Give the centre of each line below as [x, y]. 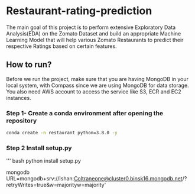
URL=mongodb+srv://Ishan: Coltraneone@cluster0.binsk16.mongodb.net [94, 179]
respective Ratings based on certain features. [61, 46]
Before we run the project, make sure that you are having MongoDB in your [97, 79]
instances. [19, 98]
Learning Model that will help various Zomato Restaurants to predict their [95, 40]
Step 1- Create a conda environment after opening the [85, 113]
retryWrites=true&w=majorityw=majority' [56, 185]
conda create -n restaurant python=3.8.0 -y [62, 133]
